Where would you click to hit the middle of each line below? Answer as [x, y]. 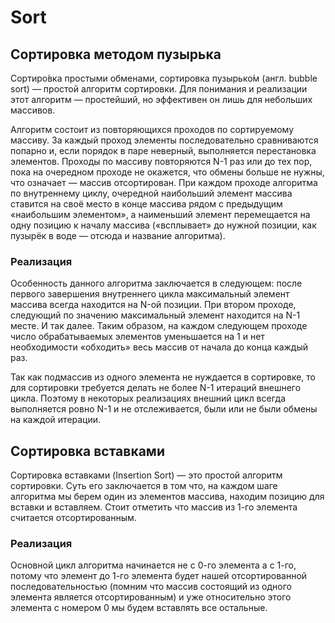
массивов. [33, 110]
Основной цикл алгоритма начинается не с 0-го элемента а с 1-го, [153, 565]
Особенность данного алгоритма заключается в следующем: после [156, 283]
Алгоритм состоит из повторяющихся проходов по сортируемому [152, 129]
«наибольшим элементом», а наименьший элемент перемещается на [160, 214]
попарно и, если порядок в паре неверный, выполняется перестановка [163, 150]
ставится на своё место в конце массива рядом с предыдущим [146, 204]
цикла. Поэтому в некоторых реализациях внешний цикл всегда [148, 398]
